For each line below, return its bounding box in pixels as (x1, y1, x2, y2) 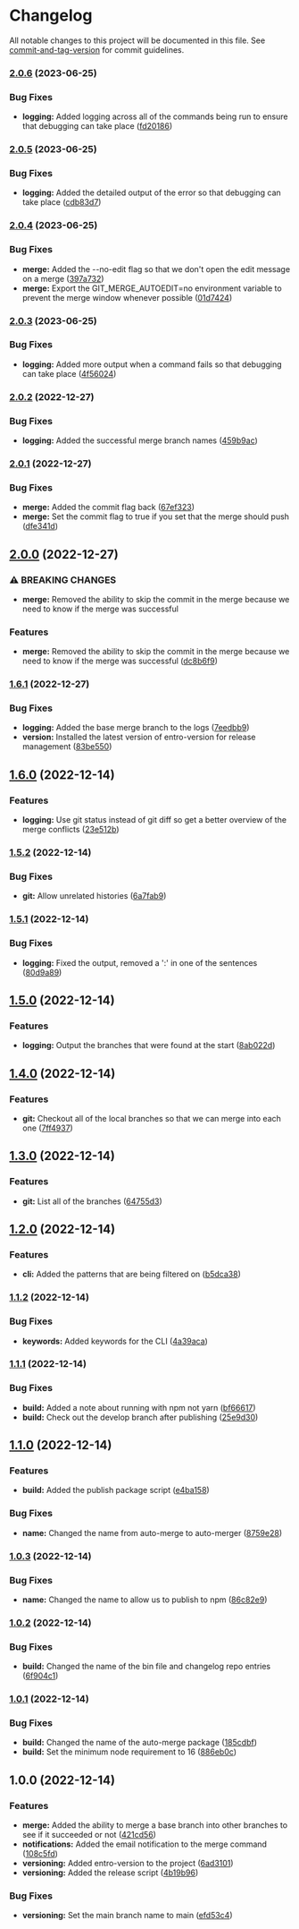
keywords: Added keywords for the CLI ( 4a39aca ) (21, 1336, 208, 1346)
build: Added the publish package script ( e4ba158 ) (21, 1485, 210, 1496)
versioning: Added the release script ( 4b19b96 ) (21, 1867, 199, 1878)
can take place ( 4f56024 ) (21, 368, 117, 379)
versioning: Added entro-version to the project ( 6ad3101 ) (21, 1858, 234, 1869)
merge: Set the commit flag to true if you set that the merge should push (21, 511, 290, 522)
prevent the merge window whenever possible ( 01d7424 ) (21, 292, 233, 303)
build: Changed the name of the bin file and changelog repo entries (21, 1661, 271, 1672)
